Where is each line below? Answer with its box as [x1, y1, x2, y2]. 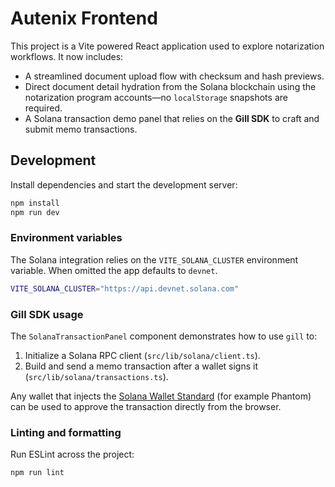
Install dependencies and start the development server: [10, 178, 238, 191]
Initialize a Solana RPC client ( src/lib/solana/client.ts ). [24, 349, 261, 361]
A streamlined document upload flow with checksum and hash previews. [24, 70, 325, 82]
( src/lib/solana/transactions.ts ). [24, 370, 169, 382]
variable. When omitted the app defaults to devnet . [10, 264, 218, 276]
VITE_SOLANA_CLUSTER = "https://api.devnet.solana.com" [10, 283, 240, 294]
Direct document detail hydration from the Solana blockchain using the [24, 80, 317, 92]
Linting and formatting [10, 425, 122, 439]
